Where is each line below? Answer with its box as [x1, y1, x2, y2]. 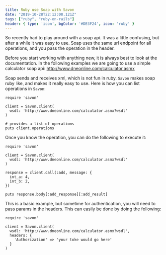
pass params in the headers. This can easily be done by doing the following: [5, 206, 162, 212]
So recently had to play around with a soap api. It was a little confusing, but [5, 35, 160, 41]
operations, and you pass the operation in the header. [5, 45, 115, 51]
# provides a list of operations [5, 121, 75, 127]
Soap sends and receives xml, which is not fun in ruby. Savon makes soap [5, 75, 156, 81]
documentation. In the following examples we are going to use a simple [5, 60, 151, 66]
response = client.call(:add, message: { [5, 170, 92, 175]
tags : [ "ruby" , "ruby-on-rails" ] [5, 16, 75, 21]
